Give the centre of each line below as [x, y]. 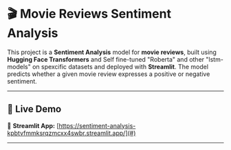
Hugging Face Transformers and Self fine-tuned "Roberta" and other [106, 59]
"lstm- [214, 59]
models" [19, 66]
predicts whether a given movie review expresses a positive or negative [109, 74]
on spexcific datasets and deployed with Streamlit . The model [120, 66]
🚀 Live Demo [34, 109]
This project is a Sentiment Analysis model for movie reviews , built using [112, 52]
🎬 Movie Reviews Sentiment [89, 14]
